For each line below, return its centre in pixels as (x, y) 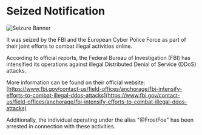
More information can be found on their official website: (76, 82)
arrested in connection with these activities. (61, 126)
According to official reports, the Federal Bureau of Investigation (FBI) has (99, 58)
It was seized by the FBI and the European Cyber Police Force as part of (96, 39)
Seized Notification (56, 11)
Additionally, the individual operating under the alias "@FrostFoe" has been (100, 120)
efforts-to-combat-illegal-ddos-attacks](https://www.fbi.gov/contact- (93, 95)
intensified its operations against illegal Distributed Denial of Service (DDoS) (101, 64)
